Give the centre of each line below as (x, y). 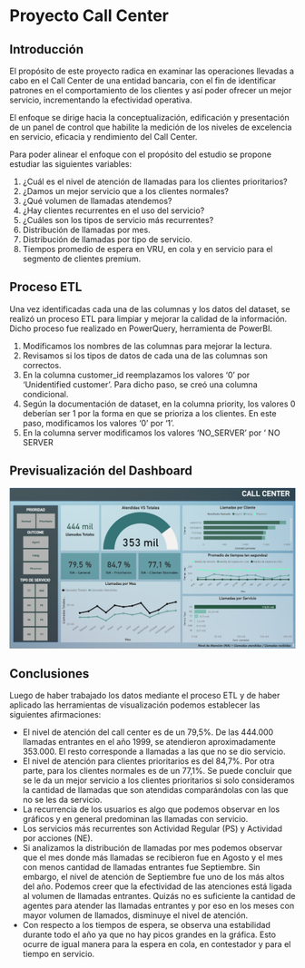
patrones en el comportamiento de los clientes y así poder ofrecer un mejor (151, 90)
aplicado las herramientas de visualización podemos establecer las (135, 705)
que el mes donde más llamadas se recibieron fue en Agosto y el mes (152, 857)
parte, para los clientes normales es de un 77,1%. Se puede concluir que (157, 771)
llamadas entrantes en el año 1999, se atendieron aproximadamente (149, 742)
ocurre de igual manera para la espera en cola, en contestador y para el (157, 944)
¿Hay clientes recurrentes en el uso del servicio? (113, 210)
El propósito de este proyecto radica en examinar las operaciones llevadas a (152, 71)
